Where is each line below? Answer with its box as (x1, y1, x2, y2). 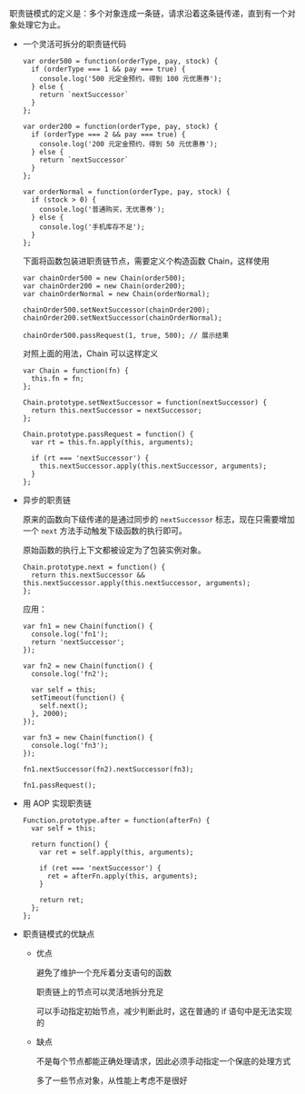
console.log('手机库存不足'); (39, 223, 145, 232)
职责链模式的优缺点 (22, 929, 95, 939)
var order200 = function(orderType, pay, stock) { (22, 122, 219, 131)
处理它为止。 (16, 19, 65, 30)
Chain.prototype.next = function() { (22, 562, 166, 572)
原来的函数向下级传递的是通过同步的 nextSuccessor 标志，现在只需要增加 (22, 514, 295, 524)
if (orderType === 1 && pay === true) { (31, 65, 186, 74)
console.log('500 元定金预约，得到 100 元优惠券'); (39, 75, 222, 84)
